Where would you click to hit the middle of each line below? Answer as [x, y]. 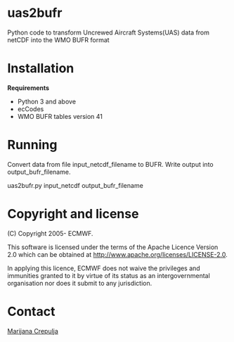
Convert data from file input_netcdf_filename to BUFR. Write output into [110, 164]
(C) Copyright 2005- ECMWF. [50, 233]
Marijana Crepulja [33, 331]
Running [32, 145]
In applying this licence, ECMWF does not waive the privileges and [104, 268]
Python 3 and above [46, 101]
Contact [31, 311]
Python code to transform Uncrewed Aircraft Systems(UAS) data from [108, 32]
